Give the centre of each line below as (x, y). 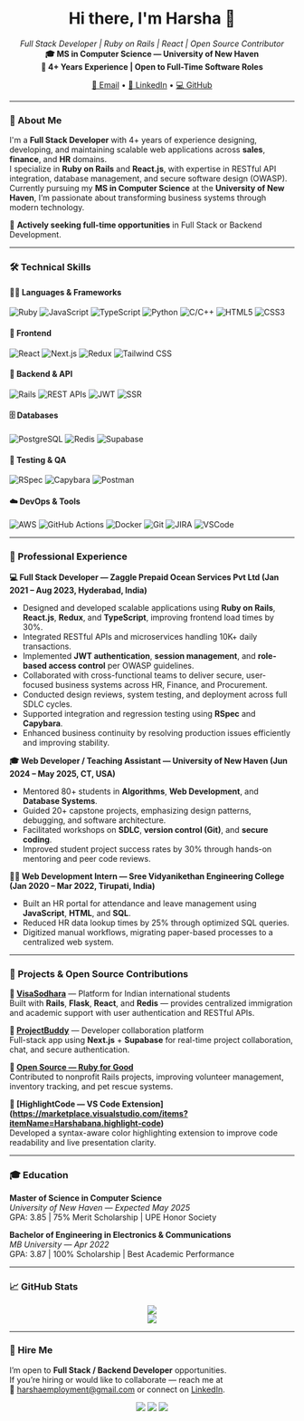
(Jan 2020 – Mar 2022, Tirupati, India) (82, 885)
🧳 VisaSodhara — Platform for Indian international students (120, 993)
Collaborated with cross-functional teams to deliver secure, (133, 675)
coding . (37, 839)
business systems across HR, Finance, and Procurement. (162, 684)
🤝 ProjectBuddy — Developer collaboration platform (107, 1030)
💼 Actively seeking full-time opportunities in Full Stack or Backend (136, 225)
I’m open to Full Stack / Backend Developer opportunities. (118, 1370)
